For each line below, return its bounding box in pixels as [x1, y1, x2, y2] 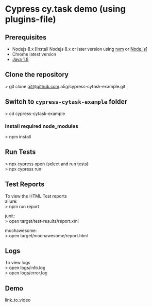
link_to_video [5, 297, 31, 303]
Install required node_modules [5, 123, 79, 130]
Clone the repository [5, 71, 69, 79]
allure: [5, 198, 18, 204]
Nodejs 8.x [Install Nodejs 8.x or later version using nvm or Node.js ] [12, 46, 148, 52]
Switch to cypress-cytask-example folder [5, 97, 128, 106]
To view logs [5, 260, 31, 266]
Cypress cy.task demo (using [5, 3, 126, 15]
